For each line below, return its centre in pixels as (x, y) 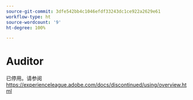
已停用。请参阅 (24, 78)
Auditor (25, 61)
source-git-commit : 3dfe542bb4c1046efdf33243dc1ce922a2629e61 (83, 11)
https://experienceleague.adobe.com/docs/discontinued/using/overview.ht (96, 85)
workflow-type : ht (28, 17)
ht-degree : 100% (26, 28)
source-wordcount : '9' (34, 22)
